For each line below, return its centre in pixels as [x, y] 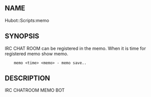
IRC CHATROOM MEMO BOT [35, 90]
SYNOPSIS [22, 36]
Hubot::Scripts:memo [27, 20]
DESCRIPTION [27, 78]
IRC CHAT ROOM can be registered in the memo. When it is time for [75, 48]
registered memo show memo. [37, 54]
